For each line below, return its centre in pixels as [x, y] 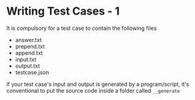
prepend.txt [30, 46]
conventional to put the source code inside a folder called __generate [93, 90]
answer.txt [28, 40]
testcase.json [32, 72]
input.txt [26, 59]
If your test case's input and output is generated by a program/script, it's [98, 84]
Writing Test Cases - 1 [63, 11]
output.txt [28, 66]
